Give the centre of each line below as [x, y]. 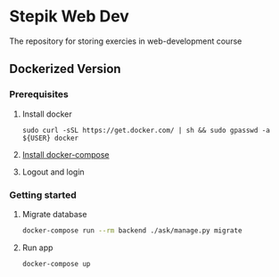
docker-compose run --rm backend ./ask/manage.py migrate [132, 230]
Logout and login [53, 172]
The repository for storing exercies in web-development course [126, 41]
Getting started [43, 195]
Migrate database [54, 214]
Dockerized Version [66, 69]
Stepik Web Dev [69, 16]
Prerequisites [39, 94]
